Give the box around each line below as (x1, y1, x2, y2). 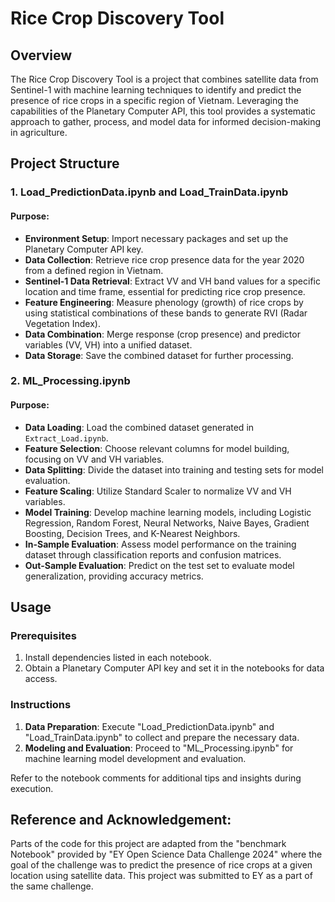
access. (24, 673, 58, 685)
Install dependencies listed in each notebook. (24, 652, 212, 664)
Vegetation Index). (24, 317, 101, 329)
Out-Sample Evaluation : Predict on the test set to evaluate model (24, 559, 295, 571)
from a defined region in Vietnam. (24, 264, 164, 276)
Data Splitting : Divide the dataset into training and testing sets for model (24, 463, 324, 476)
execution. (10, 782, 54, 794)
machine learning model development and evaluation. (24, 752, 247, 764)
